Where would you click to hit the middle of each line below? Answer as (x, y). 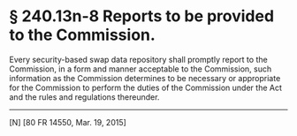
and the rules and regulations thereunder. (84, 97)
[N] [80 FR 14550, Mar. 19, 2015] (68, 122)
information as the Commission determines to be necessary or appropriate (145, 78)
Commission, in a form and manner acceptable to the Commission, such (141, 69)
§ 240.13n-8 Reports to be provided (142, 16)
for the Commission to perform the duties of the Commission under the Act (146, 87)
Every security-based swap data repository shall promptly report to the (138, 59)
